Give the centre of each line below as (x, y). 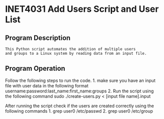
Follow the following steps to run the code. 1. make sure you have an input (80, 80)
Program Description (38, 38)
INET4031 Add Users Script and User (82, 9)
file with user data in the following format (47, 85)
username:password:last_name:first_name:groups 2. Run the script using (80, 91)
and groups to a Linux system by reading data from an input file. (76, 53)
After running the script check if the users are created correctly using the (80, 106)
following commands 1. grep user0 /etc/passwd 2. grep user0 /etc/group (79, 111)
